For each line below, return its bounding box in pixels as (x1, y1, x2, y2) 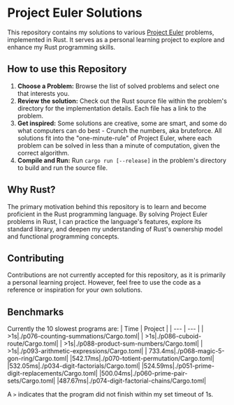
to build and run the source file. (17, 163, 108, 172)
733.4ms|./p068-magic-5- (148, 347, 225, 355)
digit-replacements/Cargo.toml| (7, 369, 98, 378)
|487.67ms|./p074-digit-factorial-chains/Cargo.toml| (57, 376, 207, 385)
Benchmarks (7, 306, 64, 318)
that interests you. (17, 89, 70, 97)
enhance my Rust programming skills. (7, 43, 116, 51)
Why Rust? (7, 184, 56, 196)
